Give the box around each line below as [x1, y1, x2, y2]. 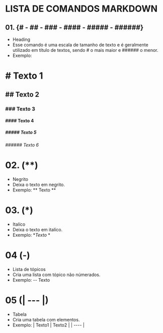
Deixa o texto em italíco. [12, 226, 63, 232]
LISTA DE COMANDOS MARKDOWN [5, 3, 157, 15]
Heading [12, 36, 31, 42]
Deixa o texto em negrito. [12, 182, 65, 187]
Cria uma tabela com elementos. [12, 316, 80, 322]
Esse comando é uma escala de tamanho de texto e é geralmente [12, 42, 148, 48]
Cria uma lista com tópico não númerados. [12, 272, 101, 278]
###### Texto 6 [5, 142, 39, 148]
